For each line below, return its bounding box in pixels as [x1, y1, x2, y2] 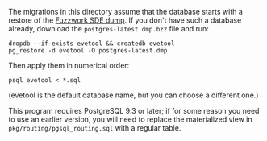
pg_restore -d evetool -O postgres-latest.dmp [8, 47, 168, 55]
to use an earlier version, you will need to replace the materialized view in [8, 114, 252, 124]
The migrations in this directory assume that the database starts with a [8, 7, 244, 16]
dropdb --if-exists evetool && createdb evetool [8, 39, 175, 48]
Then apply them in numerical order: [8, 60, 130, 70]
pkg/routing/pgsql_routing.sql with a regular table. [8, 123, 181, 132]
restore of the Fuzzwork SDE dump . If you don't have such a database [8, 15, 242, 25]
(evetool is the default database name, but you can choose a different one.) [8, 90, 259, 100]
